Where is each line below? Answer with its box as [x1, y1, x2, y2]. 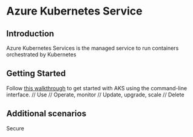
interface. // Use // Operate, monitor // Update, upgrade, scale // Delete [6, 91, 185, 98]
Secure [6, 124, 24, 132]
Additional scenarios [6, 109, 87, 119]
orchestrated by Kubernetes [6, 51, 77, 58]
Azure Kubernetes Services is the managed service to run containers [6, 44, 179, 52]
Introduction [6, 28, 55, 39]
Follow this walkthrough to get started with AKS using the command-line [6, 84, 187, 92]
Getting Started [6, 68, 66, 79]
